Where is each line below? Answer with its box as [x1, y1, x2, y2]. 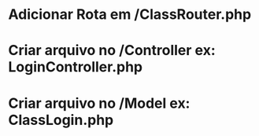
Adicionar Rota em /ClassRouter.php [8, 6, 252, 24]
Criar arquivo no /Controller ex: [8, 42, 216, 60]
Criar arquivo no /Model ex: [8, 94, 191, 112]
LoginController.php [8, 58, 143, 76]
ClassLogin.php [8, 111, 114, 129]
